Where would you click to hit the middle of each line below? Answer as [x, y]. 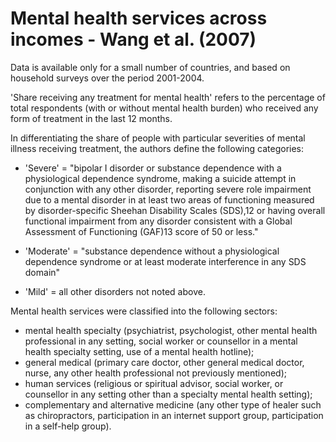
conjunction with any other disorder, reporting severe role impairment [168, 189]
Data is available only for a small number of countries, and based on [150, 67]
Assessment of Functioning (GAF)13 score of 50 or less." [141, 231]
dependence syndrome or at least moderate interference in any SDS [165, 261]
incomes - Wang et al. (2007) [133, 39]
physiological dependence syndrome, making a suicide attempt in [160, 178]
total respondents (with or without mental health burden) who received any [164, 108]
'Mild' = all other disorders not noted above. [115, 291]
